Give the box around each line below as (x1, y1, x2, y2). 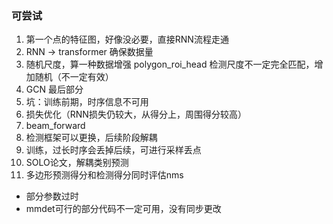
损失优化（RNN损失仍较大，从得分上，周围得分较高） (25, 108, 247, 121)
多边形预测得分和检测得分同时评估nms (25, 169, 184, 181)
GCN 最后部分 (25, 83, 84, 96)
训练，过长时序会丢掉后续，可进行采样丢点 (25, 144, 202, 156)
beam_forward (25, 120, 86, 132)
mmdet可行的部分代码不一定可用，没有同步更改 (25, 203, 222, 215)
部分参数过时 (25, 190, 79, 202)
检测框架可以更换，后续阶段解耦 (25, 132, 158, 144)
